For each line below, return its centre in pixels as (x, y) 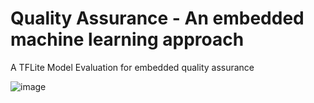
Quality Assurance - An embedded (157, 18)
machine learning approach (127, 39)
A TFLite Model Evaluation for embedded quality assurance (132, 67)
